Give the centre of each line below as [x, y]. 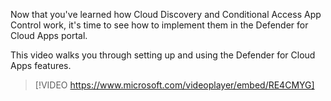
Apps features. [41, 65]
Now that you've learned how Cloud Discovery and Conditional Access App [166, 14]
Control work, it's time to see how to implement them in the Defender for [159, 25]
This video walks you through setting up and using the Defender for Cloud [163, 55]
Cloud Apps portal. [49, 35]
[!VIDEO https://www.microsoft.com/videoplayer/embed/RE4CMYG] [174, 85]
